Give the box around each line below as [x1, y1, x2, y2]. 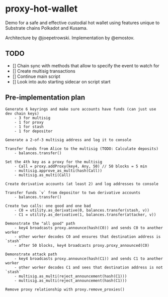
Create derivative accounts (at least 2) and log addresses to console [5, 181, 158, 186]
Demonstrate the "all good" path [5, 221, 75, 226]
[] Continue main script [12, 73, 60, 79]
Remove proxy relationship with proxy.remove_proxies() [5, 287, 125, 292]
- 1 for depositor [14, 129, 53, 134]
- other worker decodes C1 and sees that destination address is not [14, 265, 163, 270]
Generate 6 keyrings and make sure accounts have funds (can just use [5, 107, 156, 112]
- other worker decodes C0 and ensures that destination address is [14, 234, 161, 239]
